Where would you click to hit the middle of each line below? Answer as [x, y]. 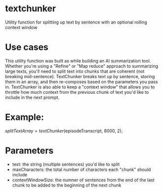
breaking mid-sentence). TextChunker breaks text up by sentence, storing [80, 76]
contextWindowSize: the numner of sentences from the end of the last [83, 180]
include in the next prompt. [32, 97]
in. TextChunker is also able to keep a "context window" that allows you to [80, 87]
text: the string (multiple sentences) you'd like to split [66, 164]
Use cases [27, 47]
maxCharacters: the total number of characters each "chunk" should [81, 169]
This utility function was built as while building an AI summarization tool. [78, 61]
